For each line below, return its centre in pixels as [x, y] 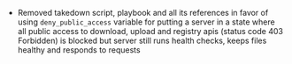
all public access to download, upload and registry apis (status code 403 [150, 31]
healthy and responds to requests [79, 50]
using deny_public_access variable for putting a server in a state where [146, 22]
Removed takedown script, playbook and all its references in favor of [143, 13]
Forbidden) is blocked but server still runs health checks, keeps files [142, 40]
